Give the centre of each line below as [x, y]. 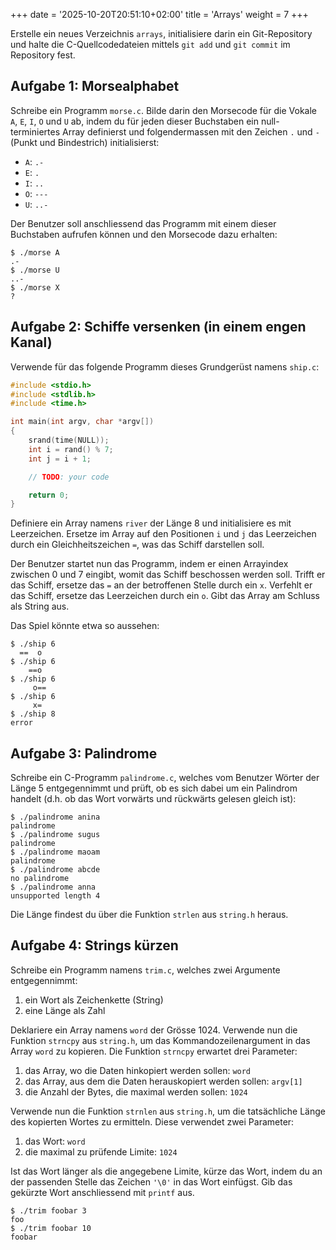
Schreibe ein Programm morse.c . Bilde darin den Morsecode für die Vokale [164, 110]
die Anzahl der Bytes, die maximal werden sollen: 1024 [136, 1091]
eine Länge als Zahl [65, 1010]
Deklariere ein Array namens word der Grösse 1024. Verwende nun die [154, 1030]
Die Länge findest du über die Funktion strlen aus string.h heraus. [149, 915]
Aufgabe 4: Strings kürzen [94, 945]
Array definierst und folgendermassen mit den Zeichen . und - [190, 131]
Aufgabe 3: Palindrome [84, 753]
